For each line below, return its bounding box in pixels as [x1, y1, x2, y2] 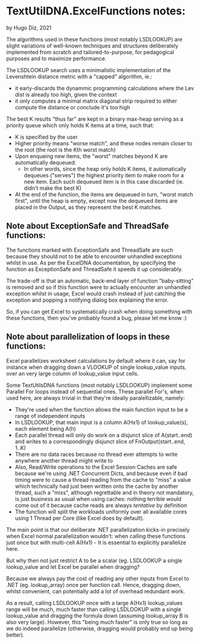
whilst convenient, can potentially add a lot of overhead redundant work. [6, 588, 186, 595]
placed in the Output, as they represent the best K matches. [14, 203, 163, 211]
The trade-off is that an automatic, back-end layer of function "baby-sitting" [6, 277, 194, 284]
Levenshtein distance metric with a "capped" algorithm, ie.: [6, 73, 153, 80]
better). [6, 631, 25, 638]
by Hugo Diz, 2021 [6, 24, 52, 31]
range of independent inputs [14, 412, 86, 419]
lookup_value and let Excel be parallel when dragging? [6, 563, 140, 570]
